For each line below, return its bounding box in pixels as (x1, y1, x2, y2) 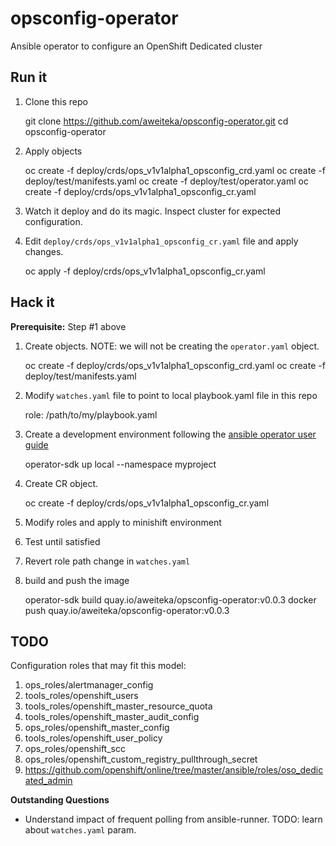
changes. (24, 245, 64, 257)
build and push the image (24, 574, 130, 586)
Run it (10, 69, 48, 86)
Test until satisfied (24, 535, 101, 547)
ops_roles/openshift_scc (24, 743, 126, 755)
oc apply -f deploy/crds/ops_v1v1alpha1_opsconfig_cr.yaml (24, 265, 266, 277)
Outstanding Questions (10, 794, 110, 806)
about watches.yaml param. (24, 824, 137, 836)
